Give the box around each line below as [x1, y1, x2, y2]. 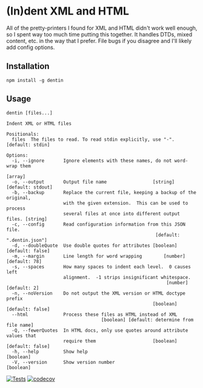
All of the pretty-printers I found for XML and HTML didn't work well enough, [6, 24, 198, 32]
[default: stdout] [6, 184, 53, 190]
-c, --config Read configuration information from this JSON [12, 221, 186, 227]
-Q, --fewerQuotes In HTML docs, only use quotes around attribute [12, 327, 188, 333]
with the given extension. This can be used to [63, 200, 188, 206]
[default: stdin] [6, 141, 50, 148]
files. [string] [6, 216, 47, 222]
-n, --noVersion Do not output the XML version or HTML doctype [12, 290, 186, 296]
